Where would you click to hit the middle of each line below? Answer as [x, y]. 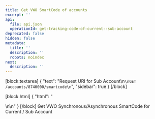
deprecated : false [25, 34]
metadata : [16, 43]
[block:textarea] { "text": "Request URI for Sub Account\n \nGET [71, 81]
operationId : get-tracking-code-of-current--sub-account [71, 29]
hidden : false [20, 39]
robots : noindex [27, 57]
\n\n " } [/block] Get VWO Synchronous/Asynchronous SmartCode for [77, 106]
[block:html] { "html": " [29, 97]
